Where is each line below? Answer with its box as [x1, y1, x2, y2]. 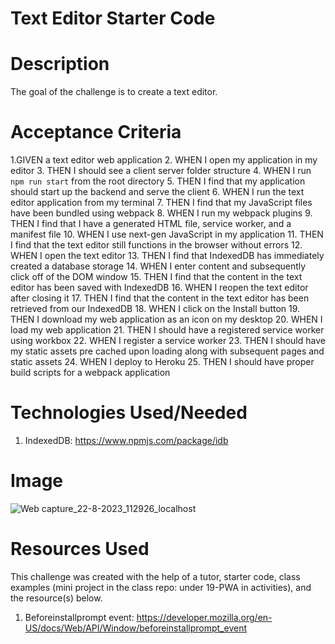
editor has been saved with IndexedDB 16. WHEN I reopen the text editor [10, 282, 309, 294]
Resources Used [10, 538, 150, 561]
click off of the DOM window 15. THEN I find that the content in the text [10, 271, 303, 283]
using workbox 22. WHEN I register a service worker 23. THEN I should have [10, 335, 326, 347]
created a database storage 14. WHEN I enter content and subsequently [10, 260, 307, 272]
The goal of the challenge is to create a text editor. [10, 86, 218, 98]
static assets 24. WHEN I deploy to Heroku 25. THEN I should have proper [10, 356, 315, 368]
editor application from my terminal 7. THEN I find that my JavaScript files [10, 197, 313, 209]
